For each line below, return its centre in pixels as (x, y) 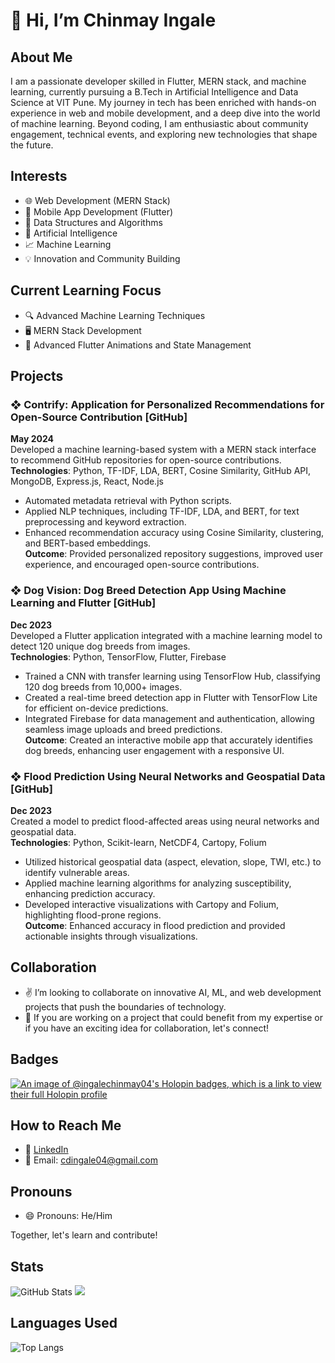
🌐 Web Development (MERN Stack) (97, 200)
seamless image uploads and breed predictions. (123, 729)
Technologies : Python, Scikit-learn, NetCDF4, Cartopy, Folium (138, 842)
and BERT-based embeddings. (88, 543)
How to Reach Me (66, 1125)
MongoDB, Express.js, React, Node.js (87, 481)
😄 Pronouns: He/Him (68, 1216)
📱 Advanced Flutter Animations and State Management (138, 345)
